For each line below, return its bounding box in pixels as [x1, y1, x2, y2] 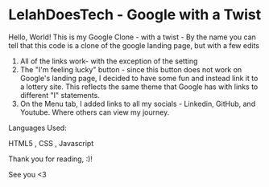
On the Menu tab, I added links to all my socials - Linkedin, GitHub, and [19, 99, 256, 108]
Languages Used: [8, 123, 67, 132]
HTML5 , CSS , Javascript [8, 138, 94, 148]
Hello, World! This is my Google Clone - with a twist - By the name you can [8, 32, 256, 42]
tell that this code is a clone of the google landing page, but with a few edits [8, 40, 260, 50]
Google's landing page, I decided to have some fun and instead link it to [19, 73, 259, 83]
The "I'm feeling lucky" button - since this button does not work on [19, 64, 242, 74]
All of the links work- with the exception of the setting [19, 56, 198, 66]
